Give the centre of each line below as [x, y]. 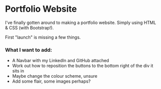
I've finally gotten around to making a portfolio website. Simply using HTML [80, 22]
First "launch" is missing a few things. [43, 37]
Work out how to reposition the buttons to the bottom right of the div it [83, 66]
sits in [18, 71]
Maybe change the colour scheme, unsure [55, 76]
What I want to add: [29, 50]
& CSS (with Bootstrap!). [30, 27]
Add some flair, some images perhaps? [51, 81]
